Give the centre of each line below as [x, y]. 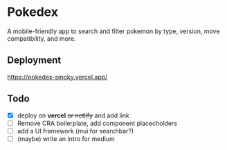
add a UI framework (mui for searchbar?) [75, 131]
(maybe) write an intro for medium [66, 138]
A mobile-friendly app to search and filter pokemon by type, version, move [113, 31]
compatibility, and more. [42, 38]
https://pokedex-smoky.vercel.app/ [57, 77]
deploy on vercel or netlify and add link [73, 115]
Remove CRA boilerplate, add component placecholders [97, 123]
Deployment [34, 60]
